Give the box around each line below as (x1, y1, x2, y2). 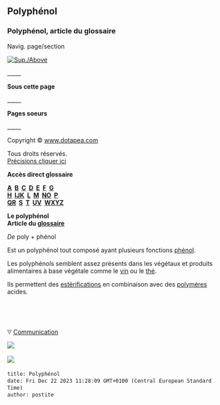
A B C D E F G (7, 183, 54, 192)
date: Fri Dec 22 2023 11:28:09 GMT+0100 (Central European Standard (7, 377, 212, 384)
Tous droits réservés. (7, 149, 68, 158)
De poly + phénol (7, 232, 57, 241)
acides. (7, 287, 28, 296)
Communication (12, 327, 59, 336)
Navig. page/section (7, 42, 65, 51)
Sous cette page (7, 82, 55, 91)
